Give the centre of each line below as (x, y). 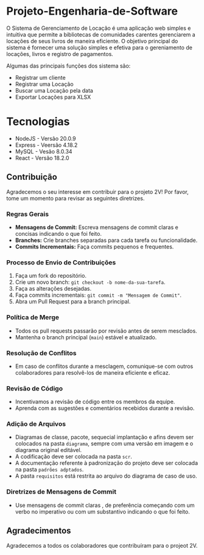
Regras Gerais (28, 214)
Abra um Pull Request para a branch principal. (73, 302)
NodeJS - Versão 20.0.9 (45, 138)
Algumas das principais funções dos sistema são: (69, 66)
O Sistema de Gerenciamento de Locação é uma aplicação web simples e (99, 28)
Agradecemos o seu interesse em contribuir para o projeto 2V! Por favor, (97, 192)
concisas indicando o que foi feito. (58, 233)
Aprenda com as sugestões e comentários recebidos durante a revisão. (105, 408)
